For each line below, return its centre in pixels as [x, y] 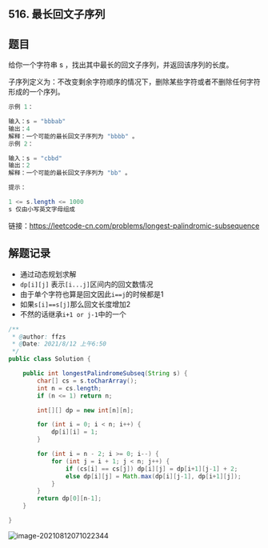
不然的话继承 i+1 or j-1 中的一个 [73, 314]
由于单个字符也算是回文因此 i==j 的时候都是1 [92, 294]
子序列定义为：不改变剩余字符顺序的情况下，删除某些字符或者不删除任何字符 [134, 82]
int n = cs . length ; [70, 388]
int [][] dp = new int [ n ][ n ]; [86, 410]
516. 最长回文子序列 [57, 14]
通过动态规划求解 [48, 274]
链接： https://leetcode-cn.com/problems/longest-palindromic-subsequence [134, 226]
